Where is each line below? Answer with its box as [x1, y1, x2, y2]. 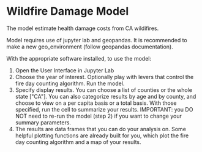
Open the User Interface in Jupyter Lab [15, 66, 114, 74]
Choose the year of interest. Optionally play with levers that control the [15, 73, 194, 80]
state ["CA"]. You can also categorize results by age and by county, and [15, 93, 196, 100]
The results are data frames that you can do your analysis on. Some [15, 125, 187, 132]
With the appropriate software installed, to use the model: [6, 55, 152, 62]
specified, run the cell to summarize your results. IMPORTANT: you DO [15, 105, 193, 113]
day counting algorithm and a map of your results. [15, 138, 142, 145]
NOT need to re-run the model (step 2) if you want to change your [15, 112, 182, 120]
